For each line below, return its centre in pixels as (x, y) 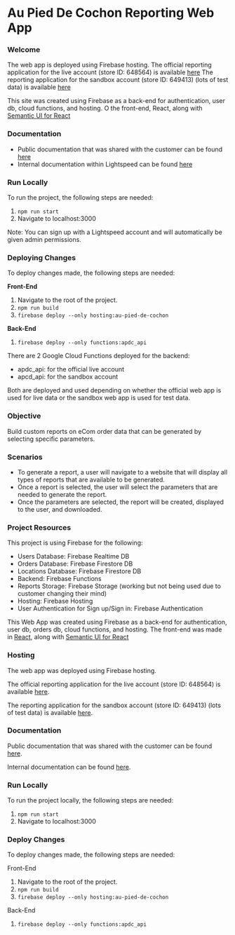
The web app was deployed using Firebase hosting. (82, 670)
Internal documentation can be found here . (69, 767)
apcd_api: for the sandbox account (68, 377)
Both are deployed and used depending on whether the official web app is (114, 390)
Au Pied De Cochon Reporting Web (111, 13)
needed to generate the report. (62, 494)
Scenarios (25, 457)
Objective (24, 416)
